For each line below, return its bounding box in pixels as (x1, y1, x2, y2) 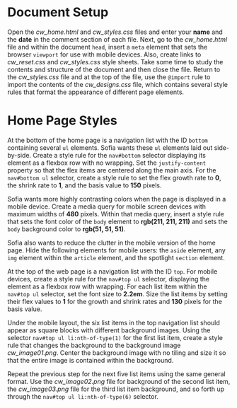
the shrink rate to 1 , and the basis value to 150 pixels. (7, 181, 162, 190)
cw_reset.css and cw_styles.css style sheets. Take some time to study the (7, 57, 224, 66)
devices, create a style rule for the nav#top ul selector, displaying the (7, 274, 210, 283)
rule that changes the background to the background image (7, 341, 181, 349)
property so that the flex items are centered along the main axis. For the (7, 165, 216, 174)
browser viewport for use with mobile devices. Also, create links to (7, 50, 202, 59)
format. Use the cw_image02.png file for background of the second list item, (7, 377, 231, 385)
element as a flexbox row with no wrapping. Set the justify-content (7, 158, 207, 167)
